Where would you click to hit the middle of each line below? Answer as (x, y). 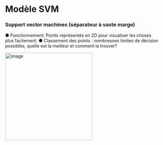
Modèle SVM (32, 9)
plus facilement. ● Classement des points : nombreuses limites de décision (82, 41)
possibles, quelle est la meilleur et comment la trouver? (61, 46)
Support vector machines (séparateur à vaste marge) (70, 25)
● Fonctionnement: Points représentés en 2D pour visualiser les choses (78, 35)
